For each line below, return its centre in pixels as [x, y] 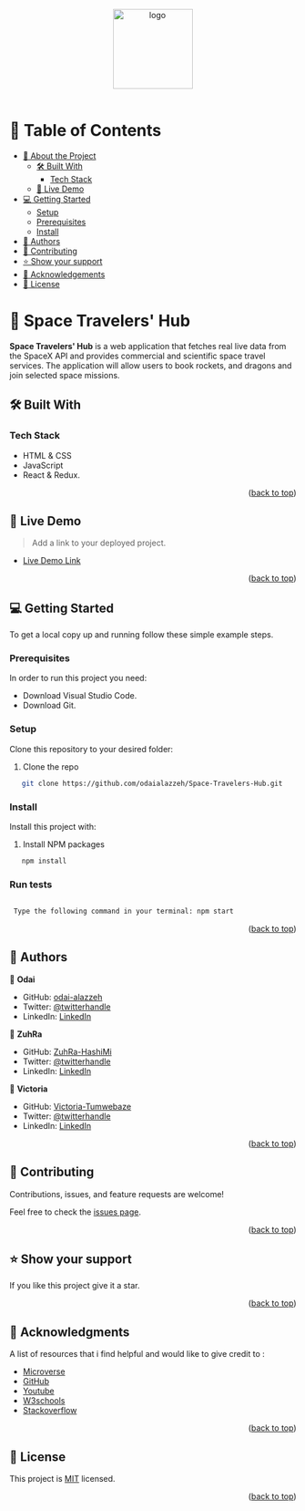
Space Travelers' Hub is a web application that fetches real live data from [148, 346]
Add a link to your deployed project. [99, 543]
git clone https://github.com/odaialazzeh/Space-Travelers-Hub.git [152, 783]
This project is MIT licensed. [62, 1479]
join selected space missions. [65, 375]
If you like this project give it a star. [75, 1286]
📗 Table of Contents [86, 131]
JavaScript [43, 465]
